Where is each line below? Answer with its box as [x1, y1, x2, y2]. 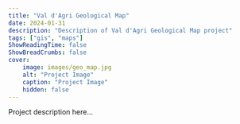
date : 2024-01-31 [8, 19, 66, 27]
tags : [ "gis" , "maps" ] [8, 33, 83, 42]
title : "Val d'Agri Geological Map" [8, 11, 130, 20]
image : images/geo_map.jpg [22, 64, 112, 72]
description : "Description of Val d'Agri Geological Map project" [8, 26, 233, 34]
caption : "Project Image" [22, 78, 109, 86]
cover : [8, 56, 30, 64]
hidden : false [22, 85, 69, 94]
